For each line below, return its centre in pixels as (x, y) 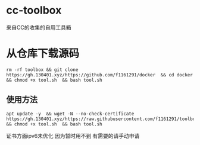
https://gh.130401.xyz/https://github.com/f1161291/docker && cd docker (100, 75)
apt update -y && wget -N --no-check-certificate (70, 114)
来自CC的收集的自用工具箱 (39, 27)
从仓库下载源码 (43, 54)
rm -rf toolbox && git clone (42, 70)
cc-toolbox (34, 10)
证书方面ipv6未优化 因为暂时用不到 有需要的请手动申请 (73, 136)
